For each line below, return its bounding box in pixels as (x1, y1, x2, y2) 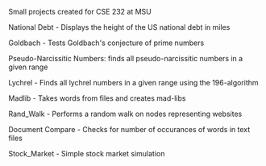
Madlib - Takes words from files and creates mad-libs (8, 93, 186, 103)
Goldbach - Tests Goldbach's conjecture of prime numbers (8, 38, 205, 48)
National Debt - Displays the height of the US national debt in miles (8, 23, 231, 31)
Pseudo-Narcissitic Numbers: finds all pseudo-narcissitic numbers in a (8, 54, 243, 63)
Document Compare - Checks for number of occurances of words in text (8, 125, 251, 134)
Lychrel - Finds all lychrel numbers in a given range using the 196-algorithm (8, 78, 260, 87)
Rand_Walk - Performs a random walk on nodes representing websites (8, 109, 243, 118)
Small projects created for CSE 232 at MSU (8, 7, 152, 16)
